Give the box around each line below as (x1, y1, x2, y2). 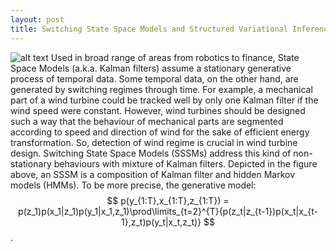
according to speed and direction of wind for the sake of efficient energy (10, 126, 310, 138)
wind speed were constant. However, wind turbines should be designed (10, 104, 306, 116)
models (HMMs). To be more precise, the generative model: (10, 179, 257, 191)
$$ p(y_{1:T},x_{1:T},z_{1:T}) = (106, 194, 230, 206)
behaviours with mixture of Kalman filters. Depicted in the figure (53, 157, 318, 170)
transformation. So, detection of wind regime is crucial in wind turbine (10, 136, 298, 148)
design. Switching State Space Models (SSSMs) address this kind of (10, 147, 292, 159)
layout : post (10, 14, 65, 25)
